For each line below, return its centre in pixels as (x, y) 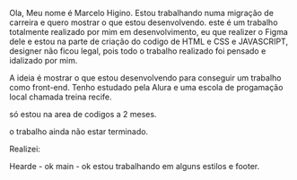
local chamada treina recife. (61, 97)
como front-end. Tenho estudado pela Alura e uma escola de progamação (146, 87)
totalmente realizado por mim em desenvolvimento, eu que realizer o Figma (149, 32)
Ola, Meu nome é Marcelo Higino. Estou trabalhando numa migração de (141, 13)
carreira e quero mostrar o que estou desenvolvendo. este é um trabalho (144, 22)
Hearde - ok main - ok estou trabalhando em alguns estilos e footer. (135, 166)
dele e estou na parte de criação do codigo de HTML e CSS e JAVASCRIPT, (149, 41)
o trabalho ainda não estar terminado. (79, 132)
